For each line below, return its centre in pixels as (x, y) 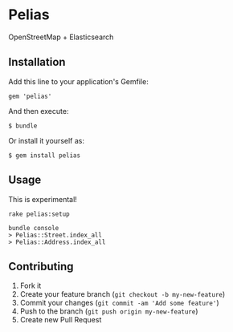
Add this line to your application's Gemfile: (78, 81)
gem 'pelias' (30, 96)
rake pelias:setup (39, 214)
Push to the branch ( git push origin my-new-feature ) (109, 311)
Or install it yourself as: (46, 140)
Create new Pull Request (61, 320)
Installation (37, 62)
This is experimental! (43, 199)
